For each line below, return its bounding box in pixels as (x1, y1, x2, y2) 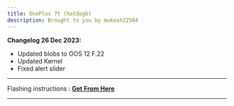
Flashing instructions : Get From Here (7, 84, 115, 93)
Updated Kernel (17, 56, 63, 65)
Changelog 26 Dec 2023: (7, 36, 81, 44)
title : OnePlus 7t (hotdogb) (7, 10, 92, 17)
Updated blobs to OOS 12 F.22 (17, 50, 104, 58)
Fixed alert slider (17, 64, 66, 73)
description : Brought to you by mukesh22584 (7, 17, 139, 24)
